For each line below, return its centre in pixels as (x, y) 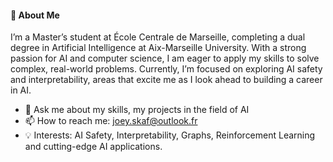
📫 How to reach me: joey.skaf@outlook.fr (111, 121)
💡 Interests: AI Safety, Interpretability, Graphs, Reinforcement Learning (170, 135)
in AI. (21, 90)
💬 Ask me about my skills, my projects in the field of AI (137, 110)
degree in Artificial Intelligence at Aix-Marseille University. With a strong (158, 48)
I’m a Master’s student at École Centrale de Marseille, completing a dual (158, 37)
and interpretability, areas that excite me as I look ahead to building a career (166, 80)
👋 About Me (35, 15)
